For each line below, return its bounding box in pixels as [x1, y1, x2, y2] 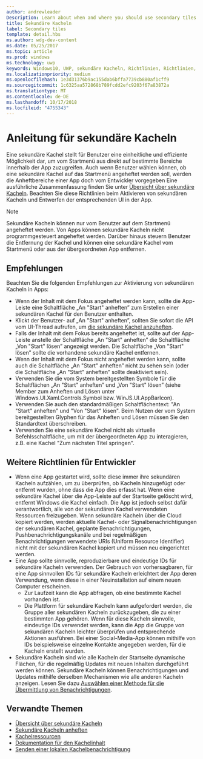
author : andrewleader [6, 9, 61, 15]
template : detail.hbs [6, 32, 61, 38]
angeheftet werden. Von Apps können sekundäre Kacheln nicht [6, 226, 165, 234]
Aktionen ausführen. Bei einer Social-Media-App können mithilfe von [24, 635, 196, 642]
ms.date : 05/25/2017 [6, 43, 59, 49]
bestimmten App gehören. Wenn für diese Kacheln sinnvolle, [24, 615, 176, 622]
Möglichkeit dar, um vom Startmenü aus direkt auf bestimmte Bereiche [6, 157, 182, 165]
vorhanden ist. [24, 596, 61, 603]
